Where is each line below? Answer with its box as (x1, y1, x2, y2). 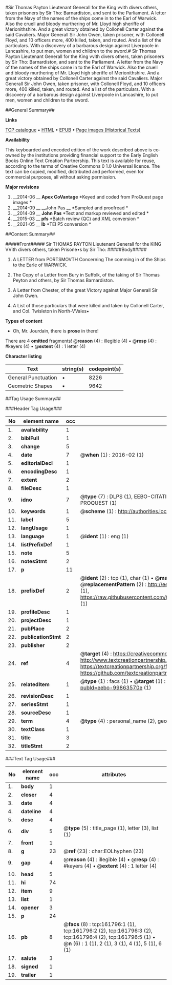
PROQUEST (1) (80, 500, 117, 506)
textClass (21, 726, 45, 733)
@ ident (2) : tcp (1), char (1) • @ (80, 575, 160, 581)
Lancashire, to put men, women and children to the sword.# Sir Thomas (5, 48, 156, 54)
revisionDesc (21, 693, 54, 699)
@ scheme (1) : (80, 508, 117, 515)
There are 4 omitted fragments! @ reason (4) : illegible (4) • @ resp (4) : (5, 338, 157, 344)
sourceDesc (21, 709, 51, 716)
